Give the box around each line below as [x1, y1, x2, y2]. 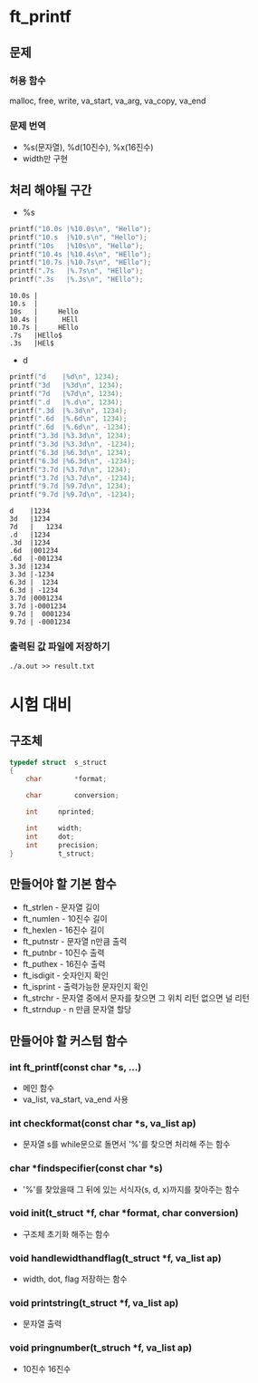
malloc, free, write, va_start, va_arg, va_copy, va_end [9, 95, 206, 106]
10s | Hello [9, 307, 79, 316]
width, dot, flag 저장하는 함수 [22, 1273, 128, 1284]
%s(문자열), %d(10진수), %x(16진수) [22, 142, 154, 153]
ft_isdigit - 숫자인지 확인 [22, 970, 109, 981]
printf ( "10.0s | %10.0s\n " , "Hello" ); [9, 224, 152, 233]
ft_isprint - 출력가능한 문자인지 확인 [22, 982, 148, 992]
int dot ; [25, 832, 75, 841]
